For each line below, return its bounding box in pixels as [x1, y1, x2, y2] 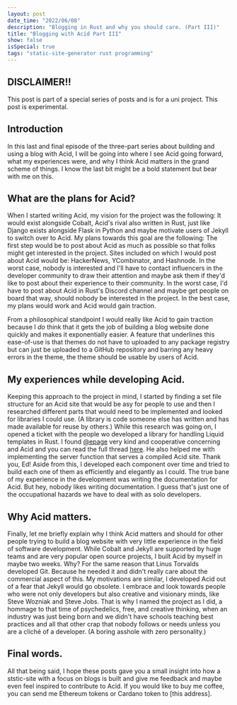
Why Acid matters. [7, 511, 92, 523]
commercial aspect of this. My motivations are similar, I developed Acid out [7, 575, 226, 583]
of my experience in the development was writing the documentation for [7, 475, 218, 484]
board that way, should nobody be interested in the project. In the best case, [7, 294, 230, 303]
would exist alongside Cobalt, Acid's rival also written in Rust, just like [7, 219, 211, 227]
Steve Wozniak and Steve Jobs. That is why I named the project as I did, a [7, 597, 223, 606]
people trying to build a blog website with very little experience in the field [7, 536, 224, 546]
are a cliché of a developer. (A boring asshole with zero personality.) [7, 627, 207, 636]
